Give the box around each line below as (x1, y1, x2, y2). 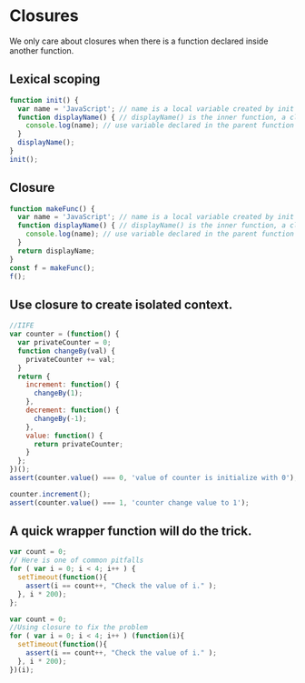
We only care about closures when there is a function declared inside (9, 35, 269, 46)
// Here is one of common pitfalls (9, 556, 144, 565)
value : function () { (25, 431, 103, 440)
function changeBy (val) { (17, 347, 116, 356)
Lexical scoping (9, 72, 101, 87)
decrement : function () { (25, 406, 120, 415)
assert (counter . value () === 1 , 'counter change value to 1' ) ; (9, 497, 250, 507)
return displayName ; (17, 246, 95, 256)
